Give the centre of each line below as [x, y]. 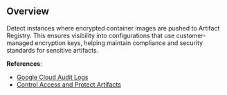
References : [24, 63]
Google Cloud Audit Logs [52, 77]
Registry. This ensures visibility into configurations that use [91, 35]
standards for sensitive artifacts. [53, 50]
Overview [28, 11]
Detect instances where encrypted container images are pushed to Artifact [113, 28]
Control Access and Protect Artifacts [69, 84]
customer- [191, 35]
